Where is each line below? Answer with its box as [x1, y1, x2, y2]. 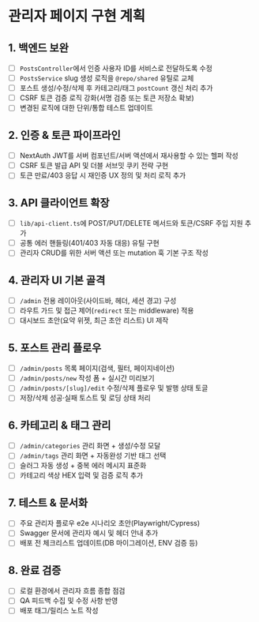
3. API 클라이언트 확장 [8, 196, 110, 209]
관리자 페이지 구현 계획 [8, 7, 146, 25]
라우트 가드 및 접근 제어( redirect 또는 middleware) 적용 [19, 305, 194, 316]
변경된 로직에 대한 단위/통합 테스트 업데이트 [19, 103, 154, 113]
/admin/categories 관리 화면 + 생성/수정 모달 [19, 441, 161, 451]
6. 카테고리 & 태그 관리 [8, 418, 111, 432]
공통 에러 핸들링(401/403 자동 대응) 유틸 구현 [19, 238, 160, 248]
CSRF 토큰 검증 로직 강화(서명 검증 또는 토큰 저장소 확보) [19, 93, 195, 103]
